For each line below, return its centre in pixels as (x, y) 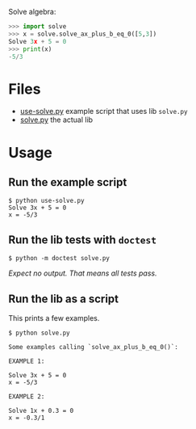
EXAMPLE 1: (27, 361)
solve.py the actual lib (56, 120)
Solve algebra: (32, 12)
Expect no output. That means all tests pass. (83, 273)
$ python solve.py (39, 333)
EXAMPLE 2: (27, 396)
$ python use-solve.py (46, 201)
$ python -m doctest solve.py (59, 259)
